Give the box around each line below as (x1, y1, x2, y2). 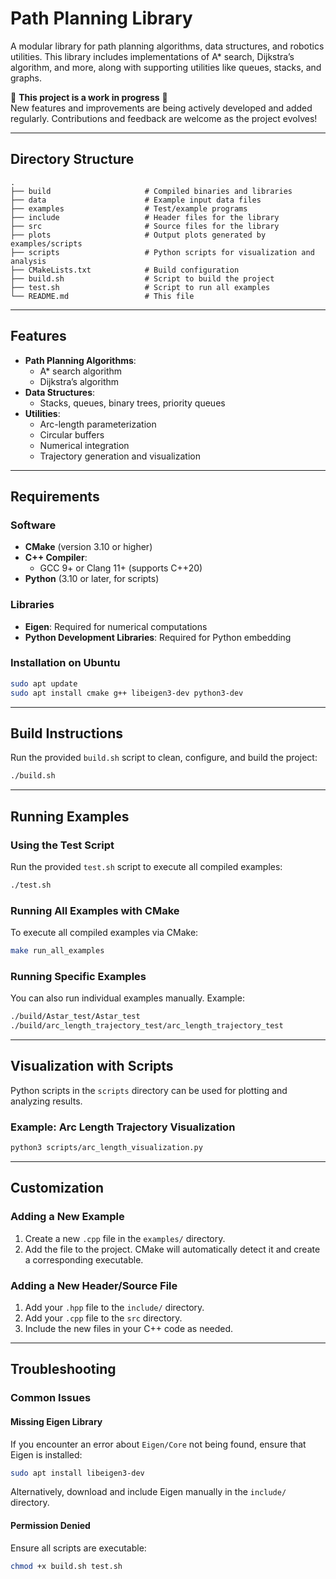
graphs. (10, 72, 42, 84)
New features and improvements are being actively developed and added (10, 102, 313, 114)
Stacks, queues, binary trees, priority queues (39, 397, 226, 409)
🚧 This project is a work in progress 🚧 (10, 91, 168, 103)
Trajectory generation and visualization (39, 450, 201, 462)
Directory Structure (10, 151, 135, 168)
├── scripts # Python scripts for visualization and (10, 247, 315, 257)
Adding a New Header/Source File (10, 1278, 178, 1292)
